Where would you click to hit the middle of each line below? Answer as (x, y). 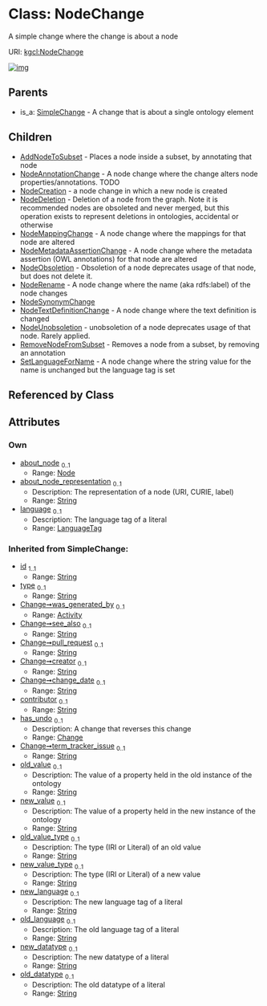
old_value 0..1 (41, 766)
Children (30, 137)
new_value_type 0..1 (52, 865)
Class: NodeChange (76, 14)
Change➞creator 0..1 (53, 662)
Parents (28, 93)
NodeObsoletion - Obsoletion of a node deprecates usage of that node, (138, 267)
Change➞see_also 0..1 (56, 624)
